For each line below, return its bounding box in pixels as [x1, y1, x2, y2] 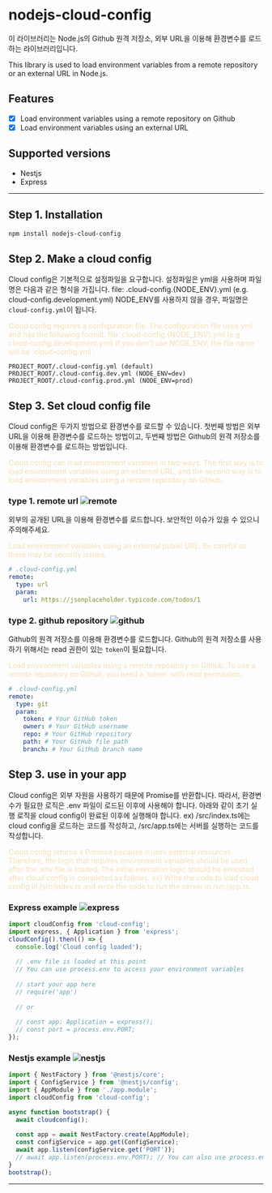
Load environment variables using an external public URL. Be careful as [8, 541, 247, 551]
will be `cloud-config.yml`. [8, 347, 96, 357]
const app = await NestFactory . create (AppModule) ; [15, 1131, 190, 1139]
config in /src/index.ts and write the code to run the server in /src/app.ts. [8, 882, 252, 891]
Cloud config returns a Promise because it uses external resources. [8, 847, 233, 856]
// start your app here [15, 980, 96, 989]
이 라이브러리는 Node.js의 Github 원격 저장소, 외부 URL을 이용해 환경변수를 [8, 33, 247, 43]
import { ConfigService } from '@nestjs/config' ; [8, 1079, 180, 1087]
